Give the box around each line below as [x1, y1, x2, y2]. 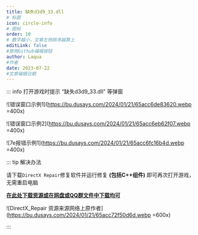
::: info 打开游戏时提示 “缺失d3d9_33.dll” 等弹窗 [6, 88, 123, 95]
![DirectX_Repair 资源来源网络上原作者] [6, 205, 104, 212]
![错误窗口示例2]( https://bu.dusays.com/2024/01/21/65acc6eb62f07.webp [6, 120, 191, 127]
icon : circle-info [6, 20, 53, 26]
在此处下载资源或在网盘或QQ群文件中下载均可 [6, 192, 121, 199]
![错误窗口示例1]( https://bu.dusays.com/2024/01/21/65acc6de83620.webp [6, 101, 192, 108]
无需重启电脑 [6, 179, 38, 186]
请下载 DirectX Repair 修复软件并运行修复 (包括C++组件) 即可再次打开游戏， [6, 172, 195, 179]
